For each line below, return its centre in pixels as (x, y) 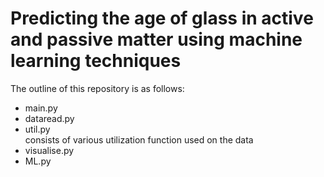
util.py (37, 129)
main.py (41, 108)
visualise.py (49, 150)
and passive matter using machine (156, 39)
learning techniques (96, 61)
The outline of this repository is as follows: (97, 88)
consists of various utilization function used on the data (139, 139)
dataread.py (49, 118)
